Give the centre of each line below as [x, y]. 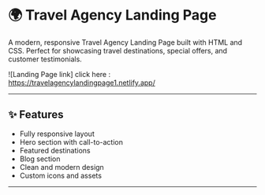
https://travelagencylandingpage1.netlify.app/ [82, 83]
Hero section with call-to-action [71, 142]
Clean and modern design [62, 167]
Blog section [40, 159]
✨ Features [36, 115]
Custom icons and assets [61, 175]
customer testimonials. [45, 59]
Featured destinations [55, 150]
